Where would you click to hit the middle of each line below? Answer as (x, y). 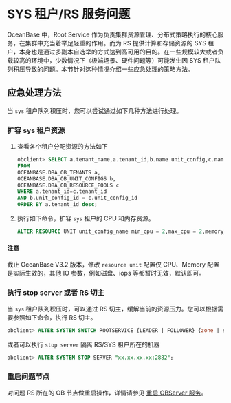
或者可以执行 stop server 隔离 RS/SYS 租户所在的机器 (84, 344)
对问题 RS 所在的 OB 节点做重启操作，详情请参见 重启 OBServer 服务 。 (107, 393)
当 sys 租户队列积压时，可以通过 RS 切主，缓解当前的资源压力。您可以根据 (112, 309)
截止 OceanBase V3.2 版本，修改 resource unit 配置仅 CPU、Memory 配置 (113, 265)
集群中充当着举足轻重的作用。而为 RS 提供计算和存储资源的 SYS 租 (120, 43)
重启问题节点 (29, 377)
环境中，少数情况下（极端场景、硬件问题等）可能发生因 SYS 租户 (123, 60)
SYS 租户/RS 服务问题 (69, 14)
